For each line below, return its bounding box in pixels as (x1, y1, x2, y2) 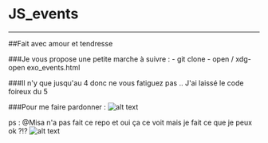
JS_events (8, 5, 79, 23)
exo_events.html (26, 62, 81, 72)
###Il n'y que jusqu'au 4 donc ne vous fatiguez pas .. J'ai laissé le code (8, 77, 244, 88)
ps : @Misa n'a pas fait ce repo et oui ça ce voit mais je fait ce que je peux (8, 117, 253, 127)
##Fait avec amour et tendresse (8, 38, 113, 48)
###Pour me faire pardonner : (8, 101, 106, 112)
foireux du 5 (8, 86, 48, 96)
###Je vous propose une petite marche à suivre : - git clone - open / (8, 54, 234, 64)
